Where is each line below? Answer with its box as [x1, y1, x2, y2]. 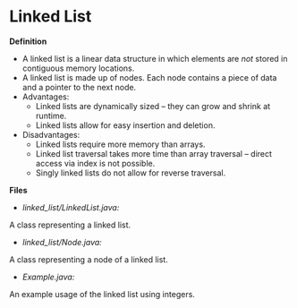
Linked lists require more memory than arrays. [35, 139, 206, 150]
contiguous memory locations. [21, 63, 135, 73]
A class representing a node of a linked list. [9, 253, 168, 265]
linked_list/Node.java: [21, 236, 103, 247]
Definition [9, 36, 47, 47]
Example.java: [21, 271, 75, 282]
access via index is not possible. [35, 158, 156, 168]
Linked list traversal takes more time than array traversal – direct [35, 148, 273, 158]
